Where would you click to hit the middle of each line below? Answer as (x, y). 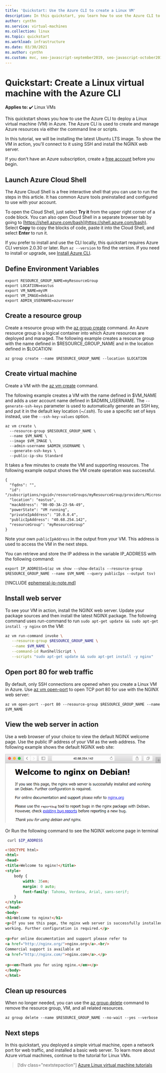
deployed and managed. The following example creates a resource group (80, 338)
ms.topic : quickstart (27, 37)
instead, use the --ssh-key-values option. (47, 416)
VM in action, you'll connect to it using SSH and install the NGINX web (76, 144)
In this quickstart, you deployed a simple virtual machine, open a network (80, 1045)
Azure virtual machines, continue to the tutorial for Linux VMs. (68, 1056)
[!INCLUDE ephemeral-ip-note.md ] (41, 583)
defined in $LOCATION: (29, 349)
